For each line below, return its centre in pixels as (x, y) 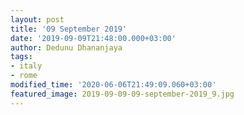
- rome (24, 76)
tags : (21, 57)
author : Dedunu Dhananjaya (66, 47)
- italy (26, 66)
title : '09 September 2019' (69, 29)
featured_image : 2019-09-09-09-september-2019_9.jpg (122, 94)
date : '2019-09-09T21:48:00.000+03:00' (93, 38)
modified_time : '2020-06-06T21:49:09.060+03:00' (113, 85)
